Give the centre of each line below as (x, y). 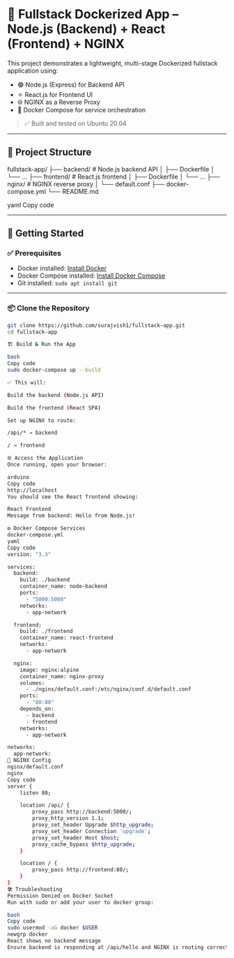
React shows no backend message (54, 941)
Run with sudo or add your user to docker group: (81, 902)
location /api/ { (45, 805)
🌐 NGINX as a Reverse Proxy (59, 102)
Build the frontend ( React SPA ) (54, 407)
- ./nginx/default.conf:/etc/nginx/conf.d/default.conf (108, 689)
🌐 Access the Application (45, 458)
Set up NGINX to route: (42, 420)
